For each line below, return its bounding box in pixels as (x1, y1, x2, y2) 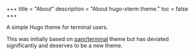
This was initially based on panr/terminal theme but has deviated (6, 35, 170, 42)
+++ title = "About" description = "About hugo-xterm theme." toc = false (6, 5, 188, 12)
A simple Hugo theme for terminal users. (6, 24, 108, 31)
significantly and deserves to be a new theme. (6, 42, 123, 49)
